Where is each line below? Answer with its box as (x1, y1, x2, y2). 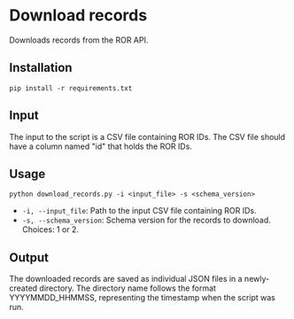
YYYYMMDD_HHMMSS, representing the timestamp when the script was (9, 292, 276, 303)
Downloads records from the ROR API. (9, 35, 149, 45)
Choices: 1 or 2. (21, 224, 80, 235)
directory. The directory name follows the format (39, 283, 217, 293)
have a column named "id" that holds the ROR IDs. (9, 141, 193, 152)
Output (9, 250, 49, 265)
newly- (244, 274, 270, 284)
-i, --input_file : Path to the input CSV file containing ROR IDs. (21, 206, 257, 216)
